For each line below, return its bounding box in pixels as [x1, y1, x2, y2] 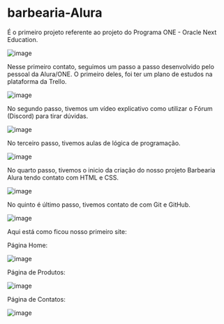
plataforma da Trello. [7, 77, 68, 85]
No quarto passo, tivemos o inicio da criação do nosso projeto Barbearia [7, 165, 216, 174]
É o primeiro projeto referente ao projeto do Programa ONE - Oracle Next [7, 28, 217, 36]
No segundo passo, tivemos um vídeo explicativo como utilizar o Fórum [7, 104, 213, 112]
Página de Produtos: [7, 267, 66, 277]
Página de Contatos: [7, 295, 66, 303]
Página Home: [7, 241, 48, 249]
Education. [7, 35, 38, 43]
